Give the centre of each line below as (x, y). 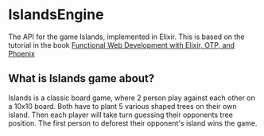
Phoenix (22, 53)
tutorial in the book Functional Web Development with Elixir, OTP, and (122, 45)
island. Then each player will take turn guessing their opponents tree (120, 115)
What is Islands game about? (82, 78)
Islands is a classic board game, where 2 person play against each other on (132, 98)
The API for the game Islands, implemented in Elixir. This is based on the (126, 37)
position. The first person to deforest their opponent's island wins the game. (133, 123)
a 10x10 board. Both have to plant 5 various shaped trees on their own (122, 106)
